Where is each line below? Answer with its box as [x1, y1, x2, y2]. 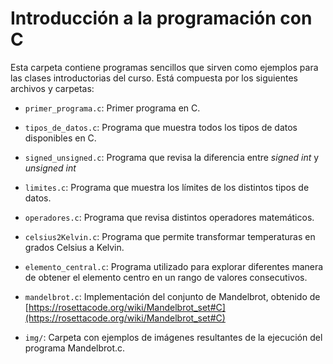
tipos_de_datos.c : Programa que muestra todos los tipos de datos [24, 121, 298, 133]
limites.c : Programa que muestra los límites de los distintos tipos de [24, 181, 310, 193]
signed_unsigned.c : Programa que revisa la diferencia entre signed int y [24, 151, 320, 163]
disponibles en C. [24, 132, 97, 144]
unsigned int [24, 162, 77, 174]
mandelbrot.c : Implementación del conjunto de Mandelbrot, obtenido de [24, 290, 321, 302]
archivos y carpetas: [10, 82, 95, 94]
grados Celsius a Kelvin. [24, 241, 125, 253]
